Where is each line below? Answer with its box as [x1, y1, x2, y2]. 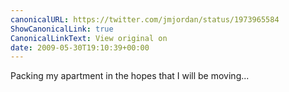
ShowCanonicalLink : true [10, 24, 114, 34]
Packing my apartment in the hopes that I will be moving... [10, 70, 250, 82]
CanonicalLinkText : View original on [10, 33, 168, 43]
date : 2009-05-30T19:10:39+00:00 [10, 42, 150, 53]
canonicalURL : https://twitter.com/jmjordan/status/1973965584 [10, 14, 280, 25]
